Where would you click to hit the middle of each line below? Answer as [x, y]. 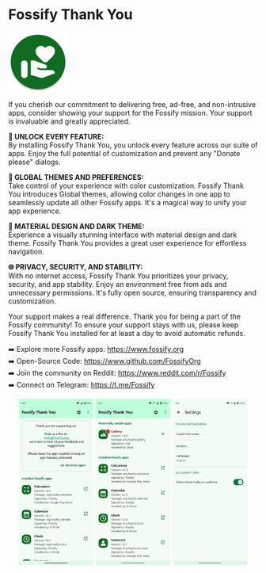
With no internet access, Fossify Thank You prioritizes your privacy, [118, 276]
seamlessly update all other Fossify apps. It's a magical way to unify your [127, 202]
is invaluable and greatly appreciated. [69, 121]
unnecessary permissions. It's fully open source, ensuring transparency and [133, 292]
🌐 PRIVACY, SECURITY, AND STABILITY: [76, 266]
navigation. [27, 251]
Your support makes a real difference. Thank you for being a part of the [125, 316]
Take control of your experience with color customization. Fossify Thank [126, 185]
